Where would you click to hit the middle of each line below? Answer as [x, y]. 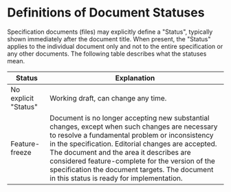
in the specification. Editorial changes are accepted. [133, 144]
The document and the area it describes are [120, 152]
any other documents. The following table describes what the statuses [107, 54]
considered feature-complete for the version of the [132, 161]
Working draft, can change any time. [108, 98]
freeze [21, 152]
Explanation [135, 78]
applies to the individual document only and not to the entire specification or [115, 46]
